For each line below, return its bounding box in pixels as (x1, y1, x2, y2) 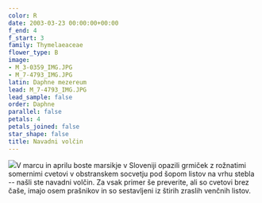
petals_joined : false (8, 123, 80, 131)
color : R (8, 11, 37, 20)
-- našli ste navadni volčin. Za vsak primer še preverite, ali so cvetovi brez (8, 177, 250, 187)
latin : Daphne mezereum (8, 78, 87, 86)
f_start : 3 (8, 33, 44, 42)
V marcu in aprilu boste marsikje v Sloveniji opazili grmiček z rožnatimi (16, 160, 246, 170)
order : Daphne (8, 100, 56, 108)
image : (8, 57, 30, 64)
